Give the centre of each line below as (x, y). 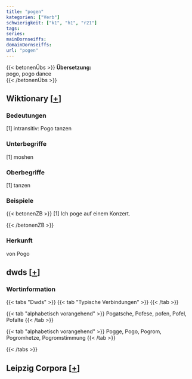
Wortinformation (31, 289)
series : (16, 34)
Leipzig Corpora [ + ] (43, 368)
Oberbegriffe (25, 172)
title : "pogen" (25, 12)
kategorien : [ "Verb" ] (33, 17)
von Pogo (18, 253)
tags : (13, 28)
